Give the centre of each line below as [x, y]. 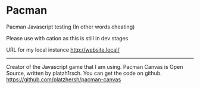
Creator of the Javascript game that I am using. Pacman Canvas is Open [95, 66]
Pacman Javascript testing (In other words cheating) [71, 27]
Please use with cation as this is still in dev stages [67, 38]
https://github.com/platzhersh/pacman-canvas [64, 79]
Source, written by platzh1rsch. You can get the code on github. [84, 73]
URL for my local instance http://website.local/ [63, 50]
